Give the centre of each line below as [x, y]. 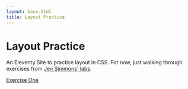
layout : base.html [29, 11]
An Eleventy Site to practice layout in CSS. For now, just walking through [94, 62]
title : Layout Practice [36, 17]
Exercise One [22, 80]
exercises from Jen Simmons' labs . [49, 69]
